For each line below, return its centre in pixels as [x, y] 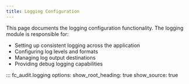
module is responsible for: [37, 34]
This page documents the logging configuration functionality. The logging [95, 28]
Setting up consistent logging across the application [77, 45]
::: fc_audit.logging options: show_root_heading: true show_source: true [92, 75]
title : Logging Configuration [43, 11]
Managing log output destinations [55, 57]
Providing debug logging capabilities [59, 64]
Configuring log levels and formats [56, 51]
